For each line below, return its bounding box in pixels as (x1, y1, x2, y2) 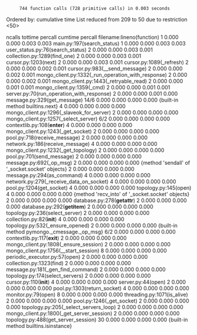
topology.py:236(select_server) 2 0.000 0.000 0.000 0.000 (6, 210, 150, 216)
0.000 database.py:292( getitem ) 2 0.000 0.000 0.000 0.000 (6, 203, 153, 210)
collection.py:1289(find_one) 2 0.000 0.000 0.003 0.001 (6, 53, 142, 59)
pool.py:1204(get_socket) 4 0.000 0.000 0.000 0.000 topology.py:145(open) (6, 184, 192, 191)
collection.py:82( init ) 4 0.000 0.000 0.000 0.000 (6, 216, 125, 223)
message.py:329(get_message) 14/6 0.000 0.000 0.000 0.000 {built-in (6, 96, 179, 103)
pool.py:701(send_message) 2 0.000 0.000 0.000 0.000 (6, 153, 142, 160)
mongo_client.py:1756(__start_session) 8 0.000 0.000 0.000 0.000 (6, 247, 167, 254)
